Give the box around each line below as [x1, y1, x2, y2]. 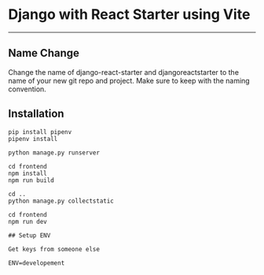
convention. [8, 84, 47, 94]
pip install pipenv [8, 128, 72, 136]
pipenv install [8, 135, 58, 143]
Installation [8, 107, 64, 121]
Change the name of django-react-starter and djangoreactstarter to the [8, 67, 240, 76]
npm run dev [8, 217, 47, 225]
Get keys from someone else [8, 245, 101, 253]
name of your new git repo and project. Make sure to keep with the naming [8, 76, 250, 85]
